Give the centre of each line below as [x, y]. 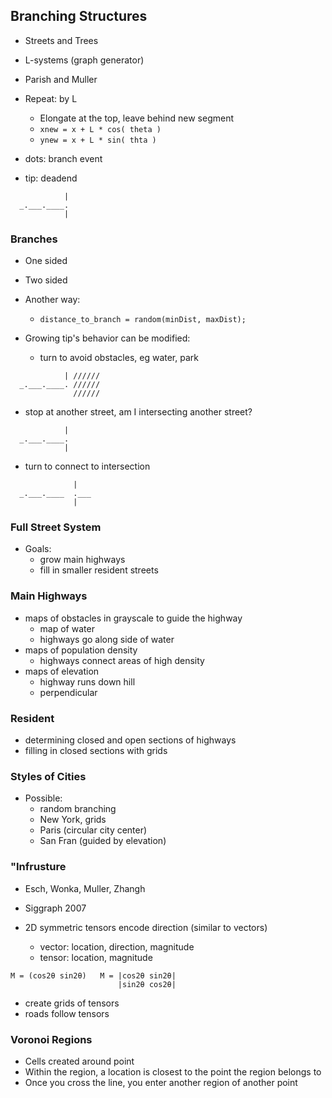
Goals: [38, 549]
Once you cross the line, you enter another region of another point [161, 1082]
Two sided [46, 280]
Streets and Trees [61, 40]
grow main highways [82, 560]
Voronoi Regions [51, 1039]
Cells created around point [79, 1061]
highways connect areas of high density [122, 660]
